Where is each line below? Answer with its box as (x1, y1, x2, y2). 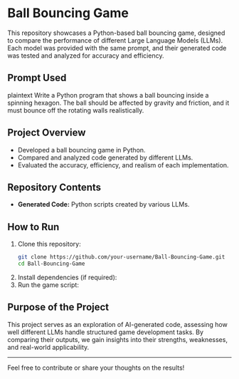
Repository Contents (7, 181, 102, 193)
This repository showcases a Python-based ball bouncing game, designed (7, 28, 225, 37)
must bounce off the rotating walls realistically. (7, 105, 144, 115)
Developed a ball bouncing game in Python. (17, 145, 146, 154)
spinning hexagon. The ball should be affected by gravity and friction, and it (7, 98, 230, 107)
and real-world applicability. (7, 343, 90, 351)
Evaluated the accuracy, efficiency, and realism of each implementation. (17, 160, 229, 169)
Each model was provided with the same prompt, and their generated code (7, 43, 227, 52)
